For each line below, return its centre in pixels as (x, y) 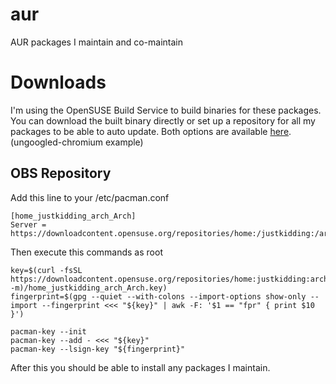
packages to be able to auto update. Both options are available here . (151, 131)
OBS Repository (61, 173)
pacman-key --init (48, 331)
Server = (28, 224)
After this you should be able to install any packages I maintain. (140, 367)
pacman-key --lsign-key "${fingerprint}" (98, 349)
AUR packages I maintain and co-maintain (96, 42)
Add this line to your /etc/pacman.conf (90, 197)
